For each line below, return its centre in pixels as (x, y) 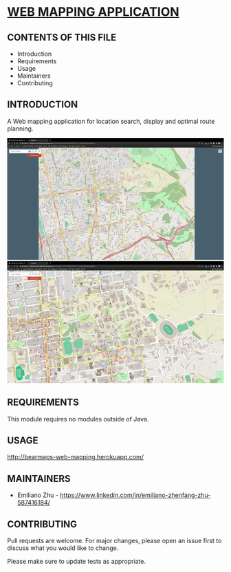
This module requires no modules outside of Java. (78, 419)
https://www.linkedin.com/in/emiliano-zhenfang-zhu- (135, 495)
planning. (20, 129)
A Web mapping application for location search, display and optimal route (111, 121)
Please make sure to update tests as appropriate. (77, 562)
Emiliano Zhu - (37, 495)
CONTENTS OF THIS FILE (62, 37)
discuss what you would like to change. (63, 548)
